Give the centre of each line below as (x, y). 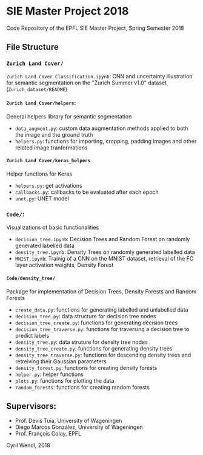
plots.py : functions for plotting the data (65, 380)
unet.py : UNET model (42, 199)
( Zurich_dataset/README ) (37, 89)
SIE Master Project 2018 (68, 11)
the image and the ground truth (54, 134)
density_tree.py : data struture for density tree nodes (82, 342)
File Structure (32, 47)
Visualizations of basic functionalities (53, 227)
